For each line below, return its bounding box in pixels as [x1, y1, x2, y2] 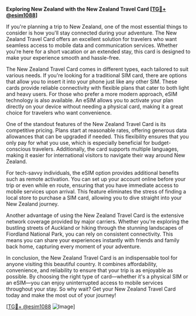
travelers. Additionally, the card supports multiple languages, [32, 145, 179, 152]
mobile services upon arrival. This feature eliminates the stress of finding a [6, 188, 186, 195]
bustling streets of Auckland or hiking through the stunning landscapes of [6, 225, 184, 231]
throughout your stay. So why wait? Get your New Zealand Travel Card [6, 286, 176, 293]
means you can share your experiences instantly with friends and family [6, 237, 180, 243]
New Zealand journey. [6, 201, 59, 208]
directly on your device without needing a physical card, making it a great [6, 103, 183, 110]
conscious [6, 145, 31, 152]
